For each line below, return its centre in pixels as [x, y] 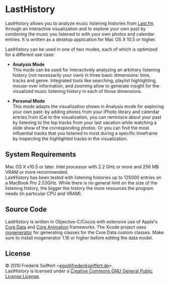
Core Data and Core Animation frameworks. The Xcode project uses [76, 227]
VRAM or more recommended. [37, 172]
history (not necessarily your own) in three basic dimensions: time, [81, 75]
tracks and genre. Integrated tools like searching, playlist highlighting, [84, 80]
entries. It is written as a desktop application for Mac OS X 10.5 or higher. [81, 39]
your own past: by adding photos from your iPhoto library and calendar [86, 112]
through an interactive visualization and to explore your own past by [75, 28]
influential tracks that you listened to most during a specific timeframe [85, 133]
